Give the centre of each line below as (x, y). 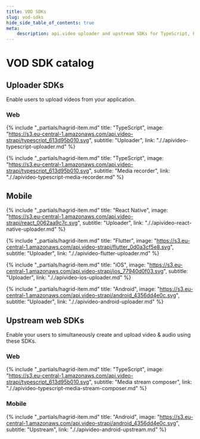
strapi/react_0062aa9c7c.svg (42, 223)
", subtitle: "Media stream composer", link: (140, 382)
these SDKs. (21, 341)
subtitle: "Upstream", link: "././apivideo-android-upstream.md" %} (86, 429)
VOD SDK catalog (50, 63)
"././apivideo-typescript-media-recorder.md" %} (65, 177)
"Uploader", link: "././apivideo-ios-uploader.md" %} (69, 278)
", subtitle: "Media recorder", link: (129, 171)
